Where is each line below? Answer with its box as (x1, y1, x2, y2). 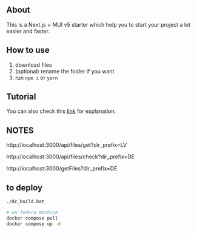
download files (15, 61, 53, 69)
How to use (6, 45, 50, 55)
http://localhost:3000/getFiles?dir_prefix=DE (6, 165, 118, 172)
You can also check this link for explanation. (6, 107, 116, 115)
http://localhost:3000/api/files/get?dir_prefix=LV (6, 141, 127, 149)
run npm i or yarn (15, 74, 58, 81)
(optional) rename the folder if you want (15, 67, 115, 75)
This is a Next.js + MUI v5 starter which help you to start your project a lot (6, 21, 191, 28)
